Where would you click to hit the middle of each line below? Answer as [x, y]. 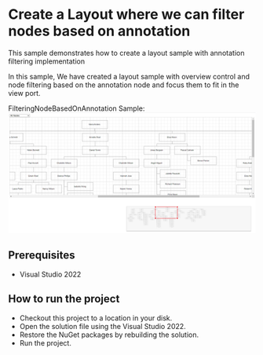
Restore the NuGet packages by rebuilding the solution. [109, 335]
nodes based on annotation [99, 31]
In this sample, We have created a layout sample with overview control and [129, 76]
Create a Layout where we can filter [126, 15]
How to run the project [64, 299]
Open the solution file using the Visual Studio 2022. [102, 326]
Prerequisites [42, 256]
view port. [24, 93]
